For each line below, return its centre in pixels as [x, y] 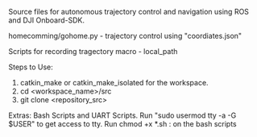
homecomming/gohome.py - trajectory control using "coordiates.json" [125, 36]
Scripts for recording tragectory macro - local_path [93, 51]
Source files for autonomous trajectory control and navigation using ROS [129, 12]
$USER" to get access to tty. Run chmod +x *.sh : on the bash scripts [122, 124]
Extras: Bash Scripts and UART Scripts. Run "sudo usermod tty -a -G [122, 115]
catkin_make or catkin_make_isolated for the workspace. [114, 83]
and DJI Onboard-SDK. [46, 20]
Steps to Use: [31, 67]
